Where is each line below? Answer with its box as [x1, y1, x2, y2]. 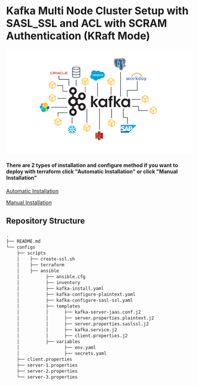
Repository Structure [6, 216, 86, 226]
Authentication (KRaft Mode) [6, 30, 150, 42]
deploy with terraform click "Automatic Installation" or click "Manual [6, 168, 178, 175]
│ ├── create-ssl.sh [17, 256, 75, 262]
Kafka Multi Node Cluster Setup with [6, 4, 189, 18]
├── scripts [17, 250, 46, 256]
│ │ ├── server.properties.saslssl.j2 [17, 320, 149, 327]
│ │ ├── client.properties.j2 [17, 332, 128, 339]
